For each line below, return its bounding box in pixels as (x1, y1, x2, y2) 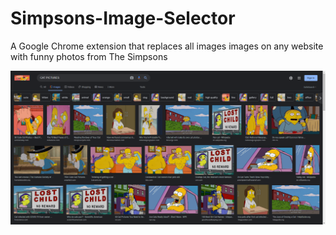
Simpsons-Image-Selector (10, 7, 236, 30)
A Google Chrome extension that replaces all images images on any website (10, 40, 324, 52)
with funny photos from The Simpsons (10, 50, 168, 62)
